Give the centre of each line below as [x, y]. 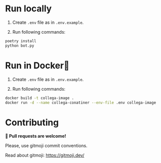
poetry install [21, 41]
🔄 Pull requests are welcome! [36, 136]
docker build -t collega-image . [40, 98]
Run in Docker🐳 [37, 65]
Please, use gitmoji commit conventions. [46, 146]
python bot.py [20, 46]
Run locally [28, 9]
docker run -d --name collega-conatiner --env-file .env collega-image [80, 103]
